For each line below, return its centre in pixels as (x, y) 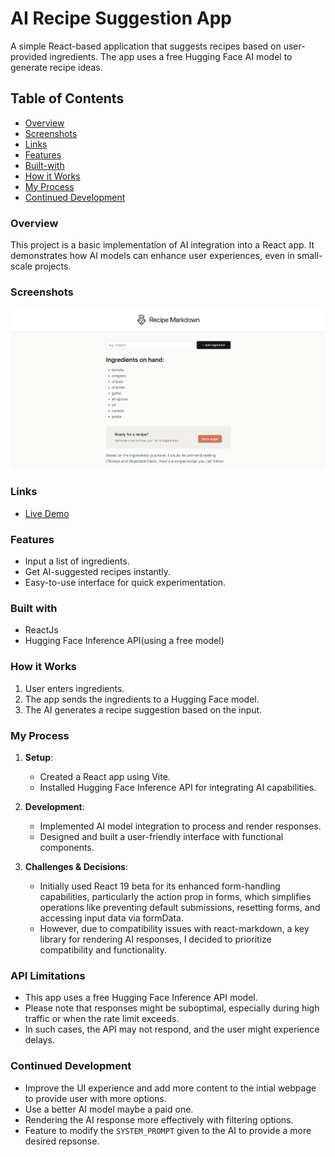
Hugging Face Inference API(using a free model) (124, 641)
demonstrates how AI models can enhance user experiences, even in (152, 256)
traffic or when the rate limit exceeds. (102, 1019)
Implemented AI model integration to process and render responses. (180, 826)
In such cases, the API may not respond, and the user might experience (172, 1029)
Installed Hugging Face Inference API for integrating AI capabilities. (178, 787)
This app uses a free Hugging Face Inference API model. (141, 998)
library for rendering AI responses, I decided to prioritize (155, 939)
